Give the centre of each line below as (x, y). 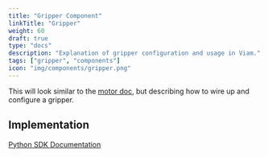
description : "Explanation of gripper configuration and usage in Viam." (135, 53)
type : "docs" (30, 46)
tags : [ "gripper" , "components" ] (64, 61)
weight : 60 (27, 31)
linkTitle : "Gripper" (45, 23)
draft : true (28, 38)
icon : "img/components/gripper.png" (70, 68)
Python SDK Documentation (55, 144)
